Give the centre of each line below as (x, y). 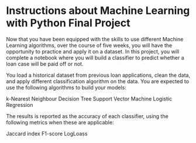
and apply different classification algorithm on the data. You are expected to (97, 81)
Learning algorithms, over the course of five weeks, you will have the (89, 45)
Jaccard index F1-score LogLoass (47, 133)
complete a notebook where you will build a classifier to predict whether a (95, 58)
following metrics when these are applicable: (60, 122)
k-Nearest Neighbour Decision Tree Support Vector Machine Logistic (89, 99)
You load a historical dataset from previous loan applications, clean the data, (98, 75)
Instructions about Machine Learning (98, 11)
